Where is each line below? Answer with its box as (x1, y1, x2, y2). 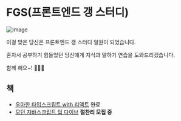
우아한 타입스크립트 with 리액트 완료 (15, 100, 101, 108)
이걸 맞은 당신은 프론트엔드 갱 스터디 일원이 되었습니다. (6, 38, 136, 45)
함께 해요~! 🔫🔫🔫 (6, 64, 45, 71)
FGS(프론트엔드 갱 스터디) (6, 5, 129, 19)
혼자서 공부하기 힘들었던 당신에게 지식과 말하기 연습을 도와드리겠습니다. (6, 51, 175, 58)
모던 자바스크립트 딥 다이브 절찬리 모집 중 (15, 108, 112, 116)
